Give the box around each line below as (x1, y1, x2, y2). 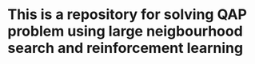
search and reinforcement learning (7, 40, 244, 57)
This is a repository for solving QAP (7, 6, 248, 24)
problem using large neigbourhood (7, 22, 243, 40)
